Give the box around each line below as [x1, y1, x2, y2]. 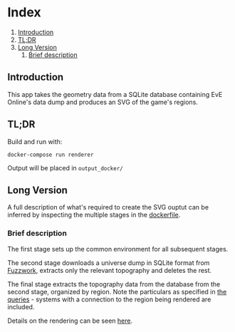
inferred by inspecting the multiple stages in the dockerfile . [7, 211, 181, 219]
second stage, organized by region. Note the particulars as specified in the [7, 287, 227, 296]
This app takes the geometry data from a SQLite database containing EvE [7, 90, 223, 98]
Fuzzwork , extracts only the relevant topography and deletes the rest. [7, 266, 212, 274]
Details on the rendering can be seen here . [7, 316, 133, 325]
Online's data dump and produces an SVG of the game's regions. [7, 98, 198, 106]
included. [7, 302, 35, 311]
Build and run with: [7, 137, 63, 146]
